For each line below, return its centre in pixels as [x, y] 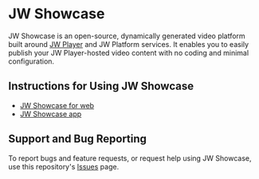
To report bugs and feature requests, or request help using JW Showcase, [130, 158]
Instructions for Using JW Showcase [101, 86]
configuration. [31, 61]
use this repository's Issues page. [64, 166]
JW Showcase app [51, 114]
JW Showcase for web [57, 105]
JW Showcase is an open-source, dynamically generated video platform [127, 36]
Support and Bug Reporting [78, 139]
